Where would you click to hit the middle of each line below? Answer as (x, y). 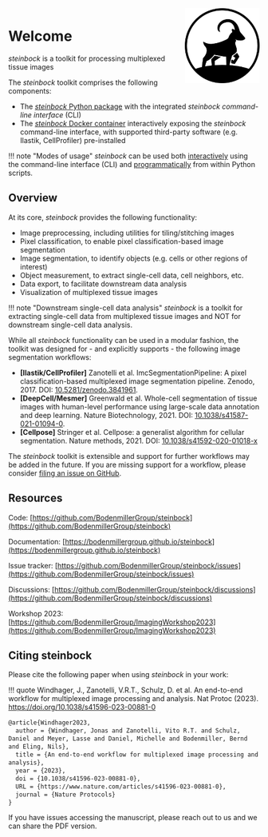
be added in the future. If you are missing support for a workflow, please (127, 464)
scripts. (21, 173)
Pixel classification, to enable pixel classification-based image (122, 241)
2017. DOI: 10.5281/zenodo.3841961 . (79, 389)
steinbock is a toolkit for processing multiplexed (87, 58)
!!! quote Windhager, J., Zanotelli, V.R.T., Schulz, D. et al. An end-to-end (126, 690)
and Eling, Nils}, (39, 747)
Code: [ (21, 517)
